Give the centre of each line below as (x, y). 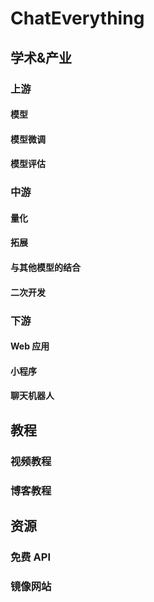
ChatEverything (77, 18)
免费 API (30, 557)
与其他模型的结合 (45, 267)
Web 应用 (30, 346)
